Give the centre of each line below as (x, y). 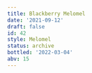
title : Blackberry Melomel (46, 14)
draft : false (26, 26)
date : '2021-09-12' (36, 20)
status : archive (31, 46)
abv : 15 (18, 59)
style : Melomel (29, 40)
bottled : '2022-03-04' (40, 53)
